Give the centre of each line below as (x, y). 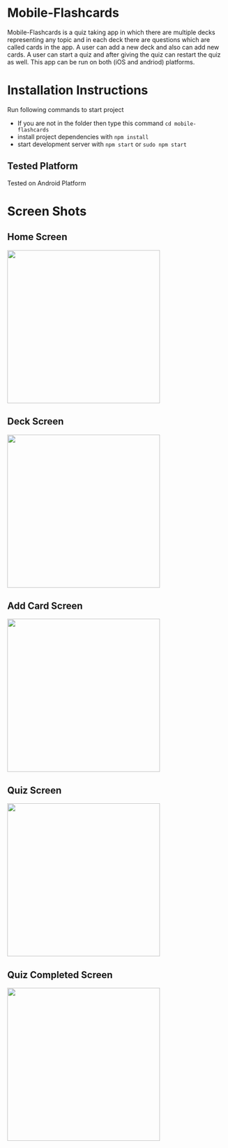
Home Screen (37, 237)
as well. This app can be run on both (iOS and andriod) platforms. (101, 62)
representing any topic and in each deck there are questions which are (109, 39)
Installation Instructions (78, 91)
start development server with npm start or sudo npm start (102, 144)
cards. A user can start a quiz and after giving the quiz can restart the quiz (114, 55)
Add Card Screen (45, 605)
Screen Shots (47, 211)
